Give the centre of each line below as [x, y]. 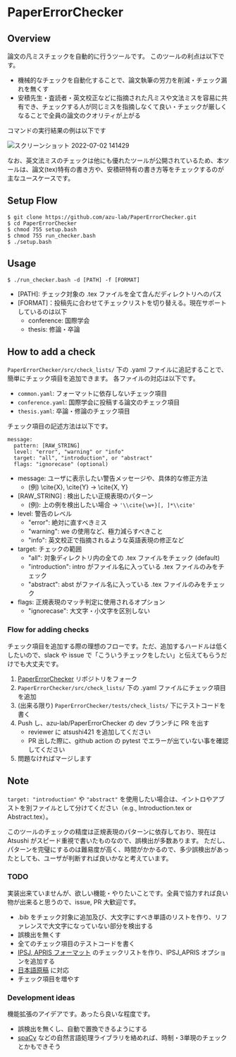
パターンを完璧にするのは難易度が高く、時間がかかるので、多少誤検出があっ [118, 849]
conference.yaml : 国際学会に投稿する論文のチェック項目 [99, 402]
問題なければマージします [55, 758]
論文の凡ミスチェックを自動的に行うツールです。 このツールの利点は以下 [113, 56]
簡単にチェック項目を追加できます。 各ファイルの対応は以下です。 [103, 378]
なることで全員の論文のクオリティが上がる [79, 115]
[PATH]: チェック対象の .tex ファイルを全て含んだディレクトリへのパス [119, 293]
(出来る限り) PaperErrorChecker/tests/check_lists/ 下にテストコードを [122, 705]
